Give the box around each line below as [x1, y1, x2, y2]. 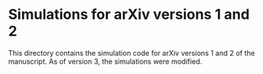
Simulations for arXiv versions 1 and [8, 6, 250, 24]
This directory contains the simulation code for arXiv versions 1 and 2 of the [8, 48, 255, 57]
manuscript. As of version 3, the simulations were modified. [8, 57, 203, 66]
